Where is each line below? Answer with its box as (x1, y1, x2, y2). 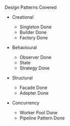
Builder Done (19, 29, 47, 35)
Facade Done (19, 85, 47, 91)
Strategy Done (19, 65, 50, 71)
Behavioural (12, 45, 37, 50)
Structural (12, 75, 33, 80)
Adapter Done (19, 90, 49, 96)
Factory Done (19, 35, 48, 40)
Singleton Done (19, 24, 52, 30)
